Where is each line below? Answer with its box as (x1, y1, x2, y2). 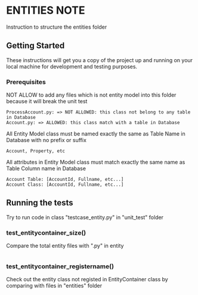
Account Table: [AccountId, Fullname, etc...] (6, 177, 124, 183)
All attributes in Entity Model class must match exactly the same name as (6, 159, 185, 166)
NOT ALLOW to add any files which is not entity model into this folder (6, 91, 177, 99)
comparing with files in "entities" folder (6, 282, 103, 290)
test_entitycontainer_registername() (6, 262, 115, 271)
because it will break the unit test (6, 98, 88, 105)
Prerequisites (6, 78, 46, 86)
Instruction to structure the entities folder (6, 23, 107, 30)
